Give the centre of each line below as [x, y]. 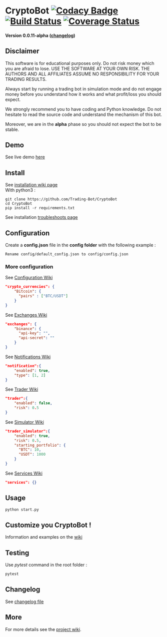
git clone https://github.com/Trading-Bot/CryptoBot [61, 199]
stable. [12, 129]
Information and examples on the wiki [44, 537]
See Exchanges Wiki [26, 315]
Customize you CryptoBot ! [48, 525]
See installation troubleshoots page [41, 217]
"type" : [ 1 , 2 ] [30, 375]
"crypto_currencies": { [30, 287]
